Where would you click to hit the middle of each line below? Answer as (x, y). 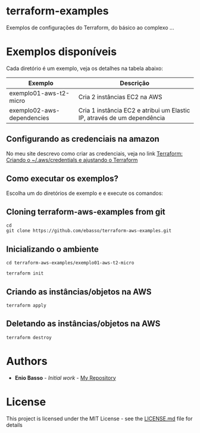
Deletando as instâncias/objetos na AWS (83, 324)
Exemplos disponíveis (62, 52)
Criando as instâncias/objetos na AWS (79, 292)
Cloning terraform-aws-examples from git (86, 211)
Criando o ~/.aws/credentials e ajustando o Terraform (72, 160)
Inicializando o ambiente (53, 249)
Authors (27, 361)
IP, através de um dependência (122, 118)
